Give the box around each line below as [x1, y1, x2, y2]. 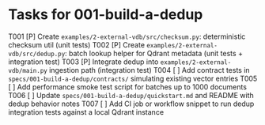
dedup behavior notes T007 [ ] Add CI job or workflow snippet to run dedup [8, 99, 255, 108]
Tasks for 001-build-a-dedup [8, 6, 203, 24]
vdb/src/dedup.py [8, 50, 66, 58]
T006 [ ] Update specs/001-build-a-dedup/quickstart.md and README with [8, 90, 255, 100]
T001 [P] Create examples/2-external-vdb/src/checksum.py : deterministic [8, 32, 246, 41]
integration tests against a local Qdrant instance [8, 107, 165, 116]
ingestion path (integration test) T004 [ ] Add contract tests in [48, 65, 251, 74]
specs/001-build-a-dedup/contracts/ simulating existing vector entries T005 [8, 74, 258, 83]
